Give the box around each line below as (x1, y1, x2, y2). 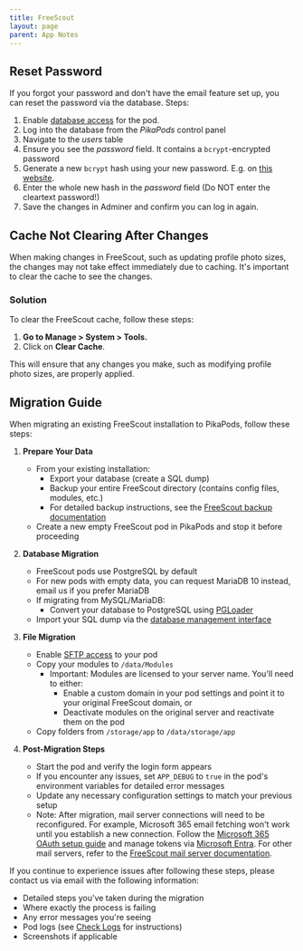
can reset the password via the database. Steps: (9, 97, 190, 109)
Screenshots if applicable (22, 931, 118, 942)
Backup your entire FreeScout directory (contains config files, (49, 483, 280, 494)
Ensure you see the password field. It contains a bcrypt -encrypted (22, 144, 271, 155)
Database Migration (22, 549, 99, 560)
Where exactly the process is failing (22, 902, 156, 913)
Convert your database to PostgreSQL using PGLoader (49, 604, 254, 616)
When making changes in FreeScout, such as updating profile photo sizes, (9, 252, 287, 263)
